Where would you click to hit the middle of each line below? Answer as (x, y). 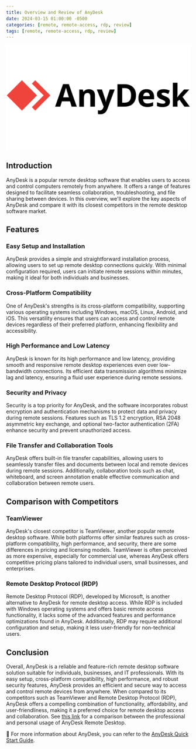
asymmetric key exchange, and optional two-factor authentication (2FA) (93, 424)
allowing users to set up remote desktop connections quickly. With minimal (96, 265)
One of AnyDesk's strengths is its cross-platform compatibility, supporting (96, 306)
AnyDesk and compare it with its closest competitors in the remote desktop (97, 205)
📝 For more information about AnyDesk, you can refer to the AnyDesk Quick (97, 734)
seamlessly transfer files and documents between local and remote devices (97, 464)
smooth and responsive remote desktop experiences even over (82, 365)
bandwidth (19, 371)
